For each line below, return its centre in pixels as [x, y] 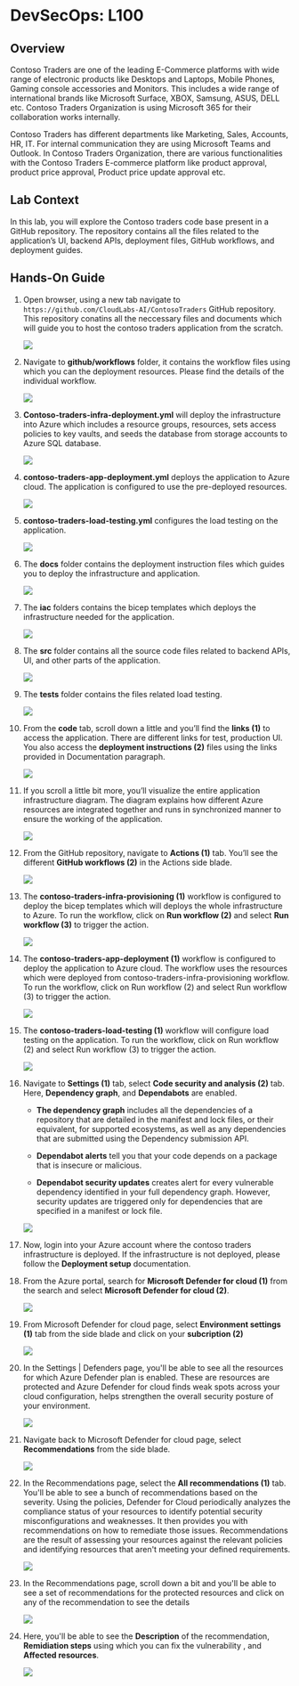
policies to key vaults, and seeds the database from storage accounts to [155, 434]
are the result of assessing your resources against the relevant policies [153, 1539]
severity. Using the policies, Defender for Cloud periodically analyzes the [157, 1502]
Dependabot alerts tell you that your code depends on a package [157, 1155]
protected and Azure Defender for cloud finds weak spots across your [151, 1387]
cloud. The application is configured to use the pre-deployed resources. [155, 486]
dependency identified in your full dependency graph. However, [153, 1192]
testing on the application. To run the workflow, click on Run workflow [151, 1039]
